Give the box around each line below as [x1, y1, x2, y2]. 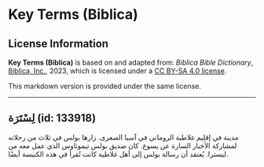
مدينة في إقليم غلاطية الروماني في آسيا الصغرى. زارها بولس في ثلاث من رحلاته [8, 132, 239, 142]
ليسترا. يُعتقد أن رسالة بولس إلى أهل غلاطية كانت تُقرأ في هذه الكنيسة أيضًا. [8, 149, 229, 158]
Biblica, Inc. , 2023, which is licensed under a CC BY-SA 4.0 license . [8, 66, 227, 76]
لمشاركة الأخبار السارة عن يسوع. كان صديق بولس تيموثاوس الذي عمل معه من [8, 140, 237, 150]
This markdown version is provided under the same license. [8, 81, 202, 91]
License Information [8, 37, 108, 50]
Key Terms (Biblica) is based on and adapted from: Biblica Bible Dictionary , [8, 58, 254, 67]
